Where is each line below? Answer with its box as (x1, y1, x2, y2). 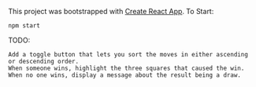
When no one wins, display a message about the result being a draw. (8, 71, 242, 79)
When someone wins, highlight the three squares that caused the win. (8, 64, 245, 72)
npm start (8, 22, 41, 30)
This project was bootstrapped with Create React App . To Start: (8, 7, 214, 16)
